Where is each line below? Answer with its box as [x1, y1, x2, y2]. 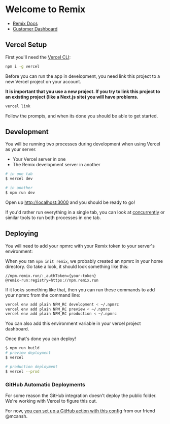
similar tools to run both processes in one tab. [5, 215, 101, 221]
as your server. [5, 146, 37, 153]
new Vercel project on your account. [5, 78, 81, 84]
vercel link [5, 103, 30, 109]
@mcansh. [5, 413, 28, 419]
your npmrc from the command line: [5, 292, 81, 298]
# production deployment [5, 364, 58, 369]
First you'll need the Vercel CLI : [5, 54, 71, 60]
